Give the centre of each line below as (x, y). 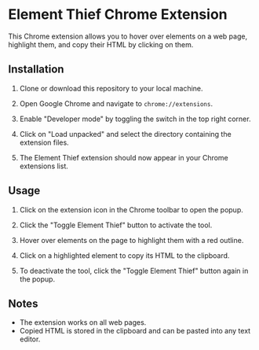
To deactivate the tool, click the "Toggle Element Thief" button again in (134, 271)
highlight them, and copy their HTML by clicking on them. (101, 44)
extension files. (44, 142)
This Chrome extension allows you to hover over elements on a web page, (128, 36)
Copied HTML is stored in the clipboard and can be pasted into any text (135, 331)
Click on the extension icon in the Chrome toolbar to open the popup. (131, 209)
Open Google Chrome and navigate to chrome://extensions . (116, 103)
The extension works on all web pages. (83, 322)
